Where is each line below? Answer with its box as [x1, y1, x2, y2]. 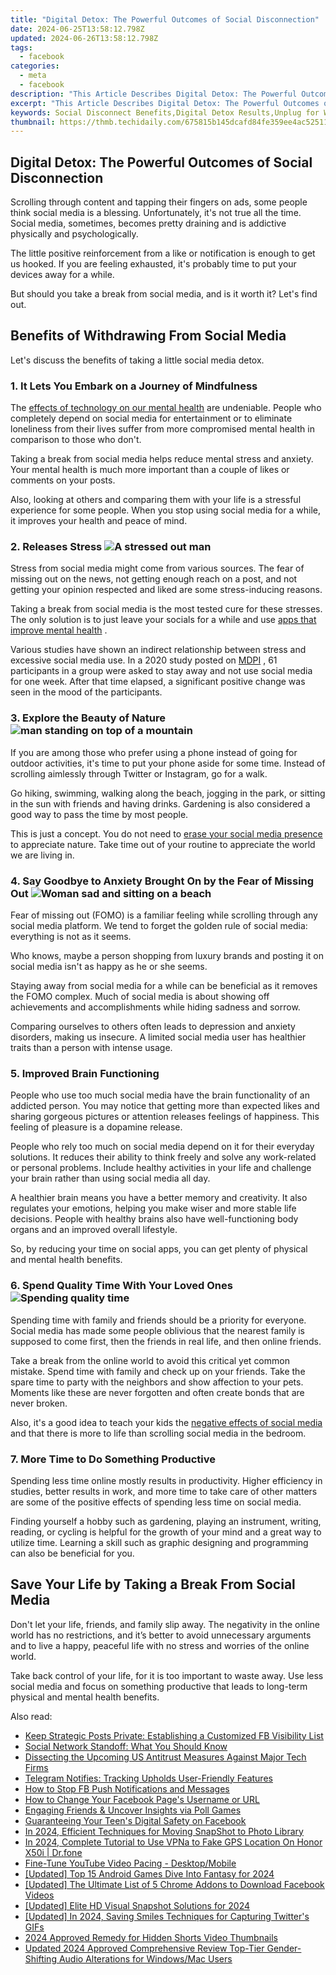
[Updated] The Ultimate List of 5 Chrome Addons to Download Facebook [24, 1878, 325, 1890]
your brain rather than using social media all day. [10, 1172, 211, 1185]
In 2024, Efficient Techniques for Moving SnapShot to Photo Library [24, 1825, 304, 1837]
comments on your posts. [10, 474, 116, 486]
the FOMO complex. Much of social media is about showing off [10, 991, 270, 1003]
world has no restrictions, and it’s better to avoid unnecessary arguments [10, 1629, 312, 1641]
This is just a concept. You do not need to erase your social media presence [10, 827, 323, 840]
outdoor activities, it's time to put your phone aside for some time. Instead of [10, 757, 326, 769]
